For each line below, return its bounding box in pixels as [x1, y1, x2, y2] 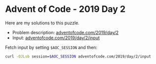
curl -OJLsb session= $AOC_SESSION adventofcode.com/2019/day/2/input [5, 54, 152, 59]
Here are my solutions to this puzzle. [5, 20, 80, 26]
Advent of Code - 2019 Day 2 [5, 3, 126, 15]
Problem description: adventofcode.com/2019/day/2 [12, 29, 119, 35]
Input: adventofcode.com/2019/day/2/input [12, 35, 100, 41]
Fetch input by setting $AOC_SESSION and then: [5, 44, 98, 50]
